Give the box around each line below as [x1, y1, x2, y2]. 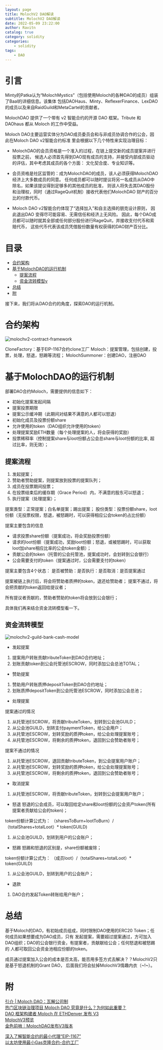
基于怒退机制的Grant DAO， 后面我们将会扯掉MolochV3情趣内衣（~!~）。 [9, 962, 155, 968]
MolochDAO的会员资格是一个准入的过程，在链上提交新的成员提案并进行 [12, 148, 156, 154]
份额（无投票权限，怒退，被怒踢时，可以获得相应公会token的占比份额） [5, 512, 148, 518]
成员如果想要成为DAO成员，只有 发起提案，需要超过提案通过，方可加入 [9, 934, 152, 939]
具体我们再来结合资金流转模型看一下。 [5, 605, 82, 611]
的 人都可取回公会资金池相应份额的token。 [5, 946, 90, 952]
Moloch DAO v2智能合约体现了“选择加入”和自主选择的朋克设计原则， [12, 205, 150, 211]
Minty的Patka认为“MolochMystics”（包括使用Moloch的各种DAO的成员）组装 [5, 92, 159, 98]
